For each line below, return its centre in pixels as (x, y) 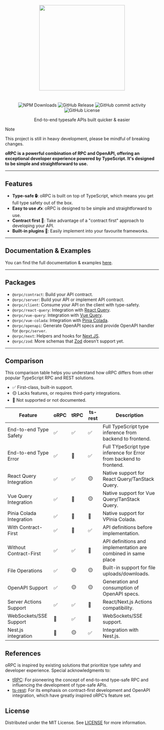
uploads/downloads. (126, 574)
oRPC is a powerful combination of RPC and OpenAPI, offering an (72, 153)
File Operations (25, 571)
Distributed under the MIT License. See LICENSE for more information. (76, 723)
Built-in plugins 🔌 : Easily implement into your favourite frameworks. (80, 231)
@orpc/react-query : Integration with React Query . (61, 310)
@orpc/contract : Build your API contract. (52, 294)
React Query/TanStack (128, 479)
